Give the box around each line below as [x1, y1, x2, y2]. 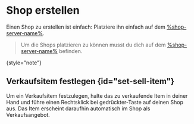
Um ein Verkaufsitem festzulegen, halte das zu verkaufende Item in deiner [6, 92, 188, 99]
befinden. [59, 47, 83, 54]
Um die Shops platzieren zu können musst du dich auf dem [20, 41, 166, 48]
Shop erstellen [6, 4, 80, 17]
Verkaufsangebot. [6, 111, 51, 118]
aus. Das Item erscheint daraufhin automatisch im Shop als [6, 105, 151, 112]
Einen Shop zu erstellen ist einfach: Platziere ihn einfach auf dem [6, 23, 165, 30]
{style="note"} [6, 59, 42, 66]
